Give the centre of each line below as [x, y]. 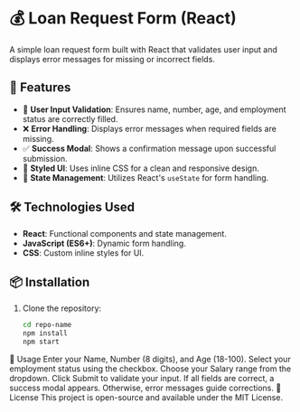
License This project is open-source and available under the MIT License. [146, 398]
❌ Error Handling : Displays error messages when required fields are [150, 128]
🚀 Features [40, 88]
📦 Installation [50, 282]
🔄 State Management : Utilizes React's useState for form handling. [145, 177]
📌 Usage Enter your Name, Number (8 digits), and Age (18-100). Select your [150, 359]
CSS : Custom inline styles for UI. [83, 253]
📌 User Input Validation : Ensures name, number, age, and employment [154, 109]
